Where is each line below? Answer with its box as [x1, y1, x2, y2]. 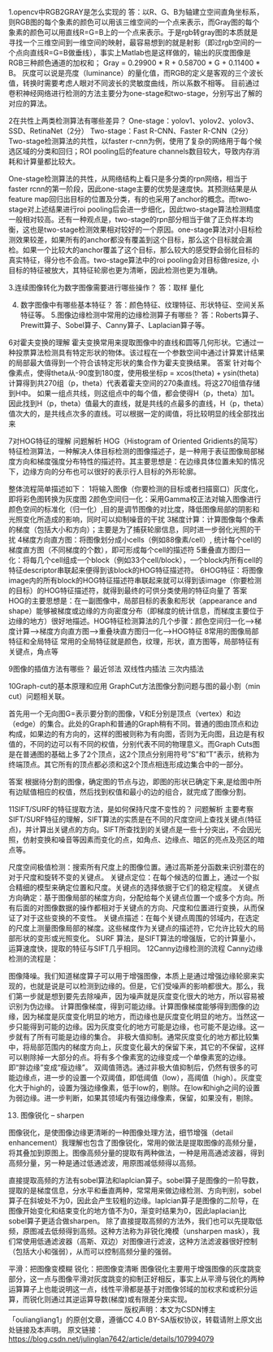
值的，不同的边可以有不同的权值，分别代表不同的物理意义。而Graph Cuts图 [8, 739, 260, 748]
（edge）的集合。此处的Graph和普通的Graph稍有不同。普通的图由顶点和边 [8, 719, 259, 728]
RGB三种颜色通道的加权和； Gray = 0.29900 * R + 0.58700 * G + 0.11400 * [8, 58, 261, 68]
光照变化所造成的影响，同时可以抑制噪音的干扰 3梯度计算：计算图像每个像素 [8, 515, 264, 524]
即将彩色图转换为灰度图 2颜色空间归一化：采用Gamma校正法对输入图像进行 [8, 495, 262, 504]
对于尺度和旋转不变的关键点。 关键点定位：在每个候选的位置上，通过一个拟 [8, 873, 260, 882]
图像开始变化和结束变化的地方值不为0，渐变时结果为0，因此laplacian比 [8, 1206, 247, 1215]
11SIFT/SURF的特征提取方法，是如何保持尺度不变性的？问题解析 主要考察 [8, 805, 254, 813]
